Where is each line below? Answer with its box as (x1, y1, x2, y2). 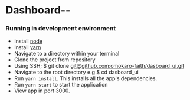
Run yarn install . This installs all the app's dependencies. (14, 75, 158, 82)
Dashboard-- (5, 4, 71, 17)
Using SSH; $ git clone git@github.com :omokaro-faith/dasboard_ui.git (14, 63, 185, 70)
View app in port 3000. (14, 87, 70, 94)
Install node (14, 37, 42, 44)
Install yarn (14, 44, 41, 51)
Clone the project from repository (14, 56, 96, 63)
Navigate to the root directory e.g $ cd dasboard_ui (14, 68, 139, 76)
